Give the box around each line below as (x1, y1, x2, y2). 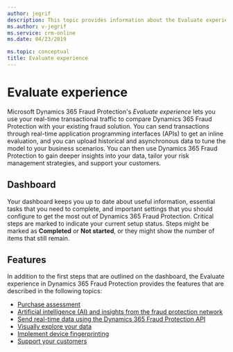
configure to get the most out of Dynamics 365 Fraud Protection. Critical (7, 212, 214, 220)
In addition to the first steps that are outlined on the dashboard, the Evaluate (7, 272, 225, 281)
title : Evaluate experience (7, 55, 89, 62)
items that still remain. (7, 234, 70, 242)
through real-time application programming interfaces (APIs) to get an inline (7, 129, 224, 138)
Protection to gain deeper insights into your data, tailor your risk (7, 151, 189, 160)
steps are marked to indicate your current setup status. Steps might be (7, 219, 209, 228)
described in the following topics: (7, 287, 103, 295)
